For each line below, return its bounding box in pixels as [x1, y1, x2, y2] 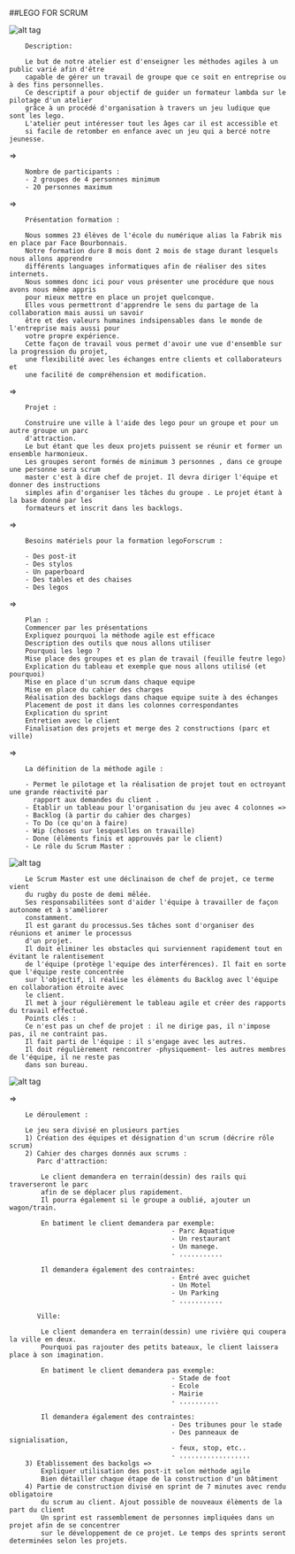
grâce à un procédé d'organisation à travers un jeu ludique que [25, 104, 271, 112]
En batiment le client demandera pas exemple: [41, 1366, 216, 1375]
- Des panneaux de [170, 1428, 239, 1437]
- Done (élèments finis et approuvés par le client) [25, 834, 223, 843]
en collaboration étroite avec [9, 983, 125, 992]
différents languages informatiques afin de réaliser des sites [25, 262, 267, 271]
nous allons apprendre [9, 254, 93, 263]
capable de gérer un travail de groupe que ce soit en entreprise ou [25, 73, 287, 81]
